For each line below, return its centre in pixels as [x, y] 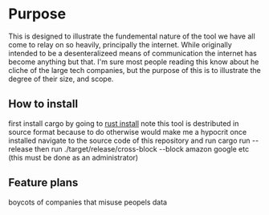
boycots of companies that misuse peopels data [88, 202]
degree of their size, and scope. [61, 79]
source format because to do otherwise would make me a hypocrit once [128, 132]
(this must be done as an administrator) [73, 157]
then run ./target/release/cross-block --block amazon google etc [142, 148]
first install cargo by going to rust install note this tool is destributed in [124, 123]
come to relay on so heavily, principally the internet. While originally [120, 44]
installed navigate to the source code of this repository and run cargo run [129, 140]
